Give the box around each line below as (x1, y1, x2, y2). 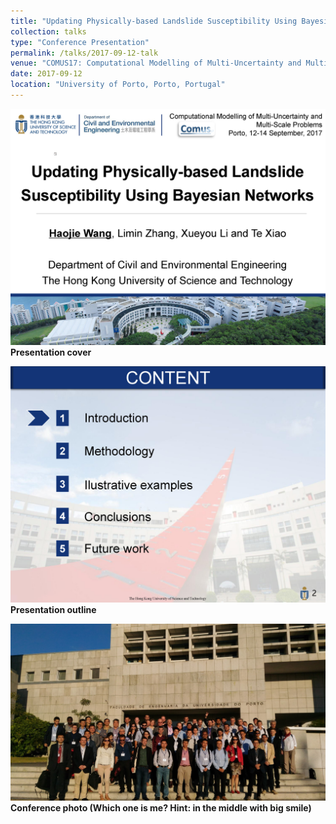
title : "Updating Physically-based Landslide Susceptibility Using (10, 16, 298, 26)
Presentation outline (10, 603, 97, 615)
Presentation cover (10, 346, 92, 358)
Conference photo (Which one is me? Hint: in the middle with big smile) (10, 802, 312, 814)
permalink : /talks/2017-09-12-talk (10, 48, 159, 58)
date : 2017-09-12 (10, 69, 83, 79)
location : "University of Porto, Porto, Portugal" (10, 80, 226, 90)
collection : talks (10, 26, 87, 37)
